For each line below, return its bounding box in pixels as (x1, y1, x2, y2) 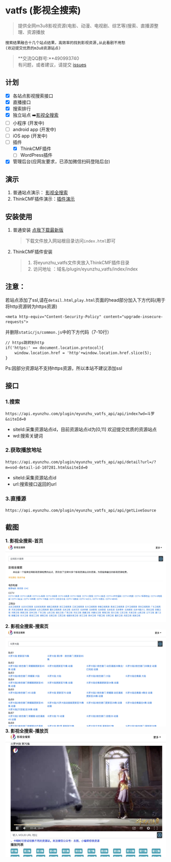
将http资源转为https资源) (5, 303, 58, 309)
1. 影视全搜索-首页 (5, 537, 43, 543)
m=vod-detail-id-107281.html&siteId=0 (5, 465, 88, 470)
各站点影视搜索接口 (12, 93, 54, 99)
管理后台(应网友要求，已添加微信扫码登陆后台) (12, 158, 110, 164)
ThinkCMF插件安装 (12, 249, 53, 255)
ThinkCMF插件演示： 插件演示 (12, 196, 75, 202)
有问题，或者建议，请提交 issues (17, 61, 87, 68)
